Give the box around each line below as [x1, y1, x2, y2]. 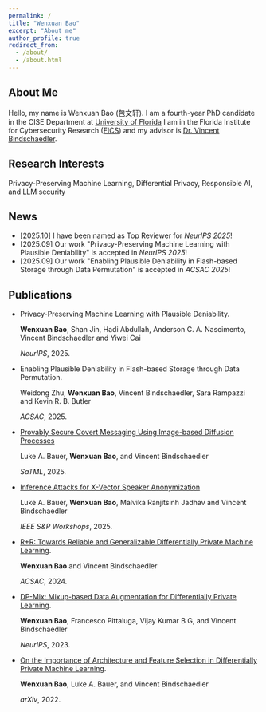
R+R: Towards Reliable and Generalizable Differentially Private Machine [19, 537, 253, 547]
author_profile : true [8, 34, 80, 42]
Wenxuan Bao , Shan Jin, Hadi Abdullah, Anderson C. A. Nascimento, [19, 325, 247, 334]
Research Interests [8, 157, 104, 171]
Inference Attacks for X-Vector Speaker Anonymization [19, 482, 201, 492]
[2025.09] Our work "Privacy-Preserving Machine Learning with [19, 239, 230, 249]
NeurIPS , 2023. [19, 640, 71, 650]
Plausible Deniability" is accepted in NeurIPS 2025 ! [19, 248, 188, 258]
